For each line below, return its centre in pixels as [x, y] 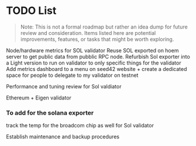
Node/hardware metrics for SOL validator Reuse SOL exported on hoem [92, 50]
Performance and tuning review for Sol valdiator [64, 86]
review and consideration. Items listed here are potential [88, 33]
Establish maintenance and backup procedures [63, 137]
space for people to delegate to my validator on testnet [72, 75]
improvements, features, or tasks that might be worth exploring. [97, 39]
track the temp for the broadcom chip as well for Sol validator [80, 126]
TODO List [31, 11]
